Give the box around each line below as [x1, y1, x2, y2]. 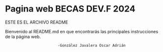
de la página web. [5, 34, 41, 39]
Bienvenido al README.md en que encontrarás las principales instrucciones [5, 28, 158, 34]
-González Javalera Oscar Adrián [57, 43, 126, 48]
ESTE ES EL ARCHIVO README [5, 19, 69, 25]
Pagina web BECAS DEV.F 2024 [5, 3, 136, 14]
